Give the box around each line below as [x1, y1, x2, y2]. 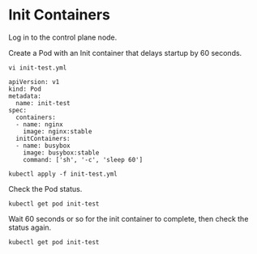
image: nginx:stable [23, 127, 92, 135]
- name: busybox [15, 142, 71, 150]
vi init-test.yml [8, 63, 67, 72]
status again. [8, 222, 52, 232]
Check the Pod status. [8, 184, 83, 193]
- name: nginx [15, 120, 63, 129]
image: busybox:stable [23, 148, 100, 157]
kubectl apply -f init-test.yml [8, 170, 118, 178]
